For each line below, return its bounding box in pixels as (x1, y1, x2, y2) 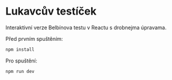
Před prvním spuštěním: (5, 35, 63, 42)
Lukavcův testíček (5, 5, 97, 18)
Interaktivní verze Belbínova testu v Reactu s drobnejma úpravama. (5, 24, 167, 31)
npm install (5, 46, 35, 53)
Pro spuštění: (5, 57, 37, 64)
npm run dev (5, 68, 35, 74)
